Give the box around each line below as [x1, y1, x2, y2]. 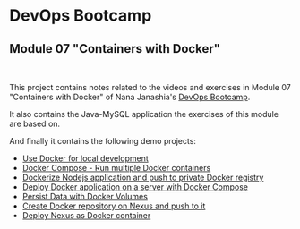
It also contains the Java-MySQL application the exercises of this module [9, 109, 279, 119]
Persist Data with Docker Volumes [21, 191, 148, 201]
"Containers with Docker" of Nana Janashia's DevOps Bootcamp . [9, 91, 251, 102]
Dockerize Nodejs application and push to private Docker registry [21, 172, 264, 182]
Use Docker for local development [21, 153, 150, 164]
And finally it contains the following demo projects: [9, 136, 197, 146]
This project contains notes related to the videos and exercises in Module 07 [9, 82, 291, 92]
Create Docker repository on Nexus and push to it [21, 200, 206, 211]
